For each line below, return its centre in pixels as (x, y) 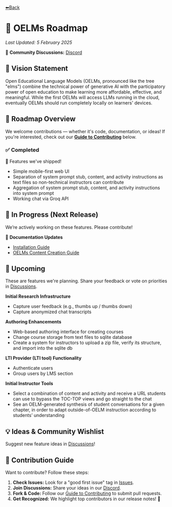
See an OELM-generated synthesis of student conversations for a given (89, 404)
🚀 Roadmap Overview (41, 119)
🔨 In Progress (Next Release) (52, 215)
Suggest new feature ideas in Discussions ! (50, 444)
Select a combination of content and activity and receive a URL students (89, 393)
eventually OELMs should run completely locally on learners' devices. (79, 103)
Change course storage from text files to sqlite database (72, 337)
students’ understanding (39, 415)
